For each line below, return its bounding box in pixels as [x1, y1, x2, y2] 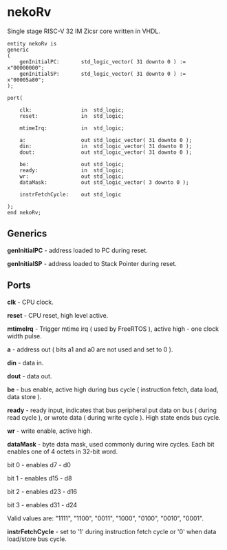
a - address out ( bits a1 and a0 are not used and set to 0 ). [7, 345, 173, 354]
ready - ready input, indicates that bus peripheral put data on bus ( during [7, 406, 217, 414]
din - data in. [7, 358, 44, 367]
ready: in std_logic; [19, 167, 125, 174]
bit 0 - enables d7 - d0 [7, 460, 71, 469]
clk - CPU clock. [7, 298, 54, 306]
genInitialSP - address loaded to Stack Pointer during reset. [7, 259, 177, 267]
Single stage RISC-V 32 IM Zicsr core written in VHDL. [7, 27, 160, 35]
